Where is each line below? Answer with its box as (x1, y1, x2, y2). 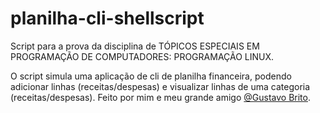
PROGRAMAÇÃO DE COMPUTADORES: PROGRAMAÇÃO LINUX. (10, 50, 275, 62)
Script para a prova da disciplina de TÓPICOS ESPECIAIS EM (10, 40, 260, 52)
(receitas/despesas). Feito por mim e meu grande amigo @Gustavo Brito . (10, 91, 312, 103)
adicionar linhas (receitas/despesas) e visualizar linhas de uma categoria (10, 80, 311, 92)
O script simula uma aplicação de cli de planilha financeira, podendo (10, 70, 292, 82)
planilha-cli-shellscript (10, 7, 205, 30)
